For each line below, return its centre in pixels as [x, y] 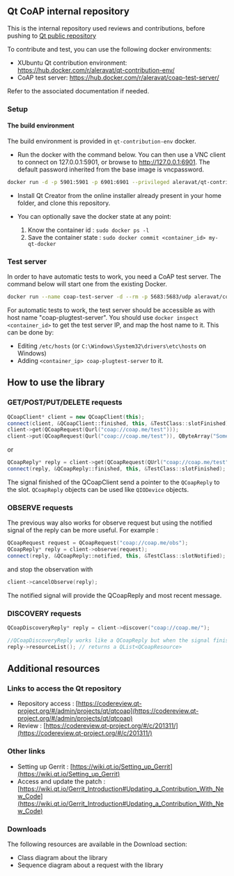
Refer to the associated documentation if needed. [78, 91]
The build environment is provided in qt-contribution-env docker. [102, 141]
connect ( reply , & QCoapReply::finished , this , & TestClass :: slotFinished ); [117, 469]
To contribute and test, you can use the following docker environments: [110, 49]
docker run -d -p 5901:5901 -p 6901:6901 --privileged [88, 182]
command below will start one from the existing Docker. [87, 284]
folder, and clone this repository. [64, 203]
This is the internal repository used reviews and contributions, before [106, 28]
